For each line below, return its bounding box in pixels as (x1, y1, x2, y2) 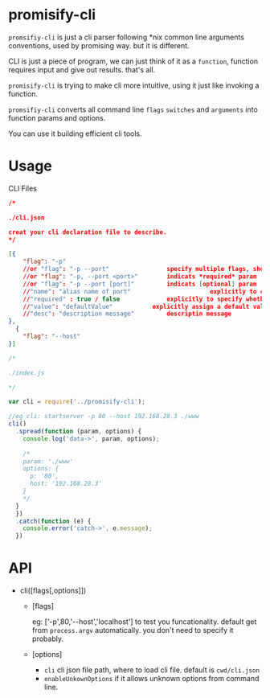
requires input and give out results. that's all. (8, 64, 156, 74)
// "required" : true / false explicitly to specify (22, 295, 243, 303)
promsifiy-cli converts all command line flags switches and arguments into (8, 105, 259, 114)
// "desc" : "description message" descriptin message (22, 310, 231, 318)
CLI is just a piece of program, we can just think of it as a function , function (8, 56, 259, 66)
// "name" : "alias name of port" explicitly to (22, 287, 257, 295)
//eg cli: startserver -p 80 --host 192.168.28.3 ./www (8, 413, 199, 421)
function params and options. (8, 113, 106, 122)
